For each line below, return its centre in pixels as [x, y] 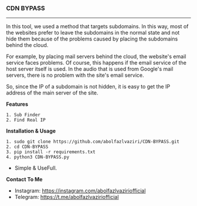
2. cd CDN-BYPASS [27, 147]
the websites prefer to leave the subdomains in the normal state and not [93, 33]
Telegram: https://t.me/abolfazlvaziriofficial [67, 197]
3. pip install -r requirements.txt [51, 152]
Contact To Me [24, 180]
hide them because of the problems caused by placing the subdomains [92, 39]
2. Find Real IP [26, 120]
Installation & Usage [31, 131]
